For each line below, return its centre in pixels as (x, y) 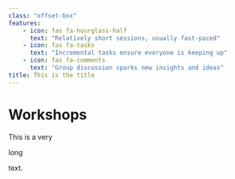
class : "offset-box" (43, 16)
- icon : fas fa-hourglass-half (75, 30)
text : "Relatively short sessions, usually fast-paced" (125, 38)
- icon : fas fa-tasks (59, 46)
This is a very (30, 137)
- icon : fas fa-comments (64, 61)
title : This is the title (51, 75)
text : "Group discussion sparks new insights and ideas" (127, 68)
